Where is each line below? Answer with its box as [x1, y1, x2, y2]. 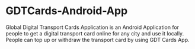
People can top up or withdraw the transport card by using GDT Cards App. [5, 36, 190, 43]
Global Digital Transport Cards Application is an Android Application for [5, 24, 179, 31]
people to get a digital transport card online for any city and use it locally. [5, 30, 184, 37]
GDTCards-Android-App [5, 4, 128, 18]
